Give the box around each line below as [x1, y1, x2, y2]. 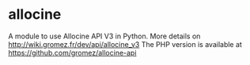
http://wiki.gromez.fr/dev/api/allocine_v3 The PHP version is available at [8, 39, 243, 49]
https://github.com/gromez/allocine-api [8, 48, 137, 57]
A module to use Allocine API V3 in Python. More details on [8, 31, 201, 41]
